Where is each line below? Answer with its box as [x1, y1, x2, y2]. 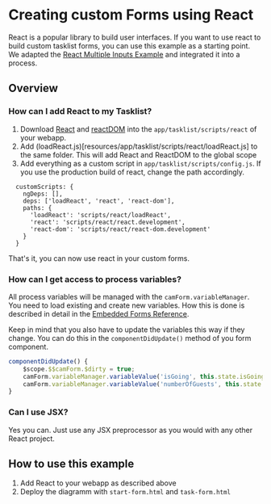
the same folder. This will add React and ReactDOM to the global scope [19, 149, 257, 159]
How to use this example [8, 456, 135, 470]
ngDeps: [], [23, 190, 63, 198]
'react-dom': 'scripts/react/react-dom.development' [29, 225, 211, 233]
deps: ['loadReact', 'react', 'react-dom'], [23, 196, 175, 205]
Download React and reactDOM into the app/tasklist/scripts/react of [19, 124, 257, 134]
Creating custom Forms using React [8, 6, 254, 24]
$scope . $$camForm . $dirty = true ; [23, 365, 135, 373]
